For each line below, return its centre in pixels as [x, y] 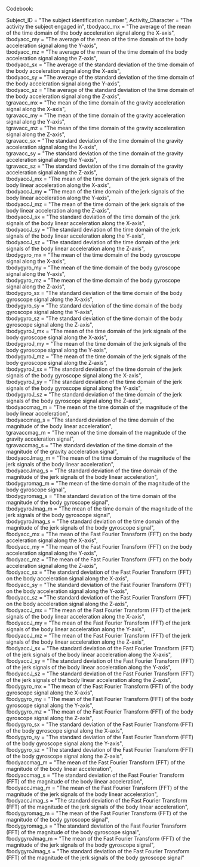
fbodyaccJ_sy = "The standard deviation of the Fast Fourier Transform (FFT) [100, 661]
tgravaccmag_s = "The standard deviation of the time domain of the [90, 445]
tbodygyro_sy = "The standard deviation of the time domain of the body [95, 306]
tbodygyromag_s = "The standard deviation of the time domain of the [91, 496]
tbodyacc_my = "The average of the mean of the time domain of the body [97, 39]
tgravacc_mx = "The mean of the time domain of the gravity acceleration [96, 103]
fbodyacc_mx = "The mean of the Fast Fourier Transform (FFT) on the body [99, 534]
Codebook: [20, 9]
